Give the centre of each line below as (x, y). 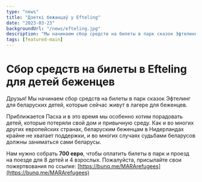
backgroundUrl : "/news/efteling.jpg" (54, 28)
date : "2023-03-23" (31, 23)
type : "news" (23, 12)
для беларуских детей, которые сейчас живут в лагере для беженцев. (97, 105)
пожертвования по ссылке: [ (43, 166)
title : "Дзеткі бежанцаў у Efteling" (54, 17)
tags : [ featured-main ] (35, 40)
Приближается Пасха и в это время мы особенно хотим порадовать (95, 116)
